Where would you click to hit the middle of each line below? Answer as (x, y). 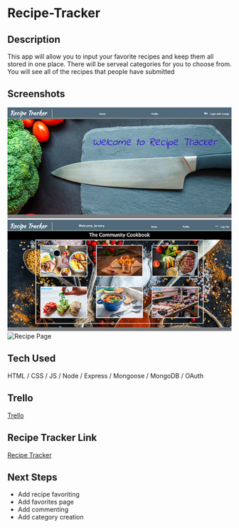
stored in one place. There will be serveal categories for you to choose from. (119, 64)
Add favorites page (46, 502)
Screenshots (36, 94)
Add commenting (43, 509)
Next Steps (32, 477)
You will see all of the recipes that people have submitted (91, 72)
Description (34, 40)
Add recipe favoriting (49, 495)
